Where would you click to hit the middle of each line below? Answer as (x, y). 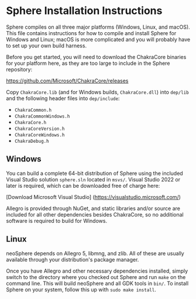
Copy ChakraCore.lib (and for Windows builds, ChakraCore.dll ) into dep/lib (97, 92)
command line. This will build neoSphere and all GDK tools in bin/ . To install (97, 283)
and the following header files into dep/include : (63, 98)
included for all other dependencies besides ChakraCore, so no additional (95, 214)
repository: (19, 69)
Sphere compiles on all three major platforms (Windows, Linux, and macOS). (98, 27)
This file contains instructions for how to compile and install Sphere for (91, 33)
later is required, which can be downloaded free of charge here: (83, 185)
